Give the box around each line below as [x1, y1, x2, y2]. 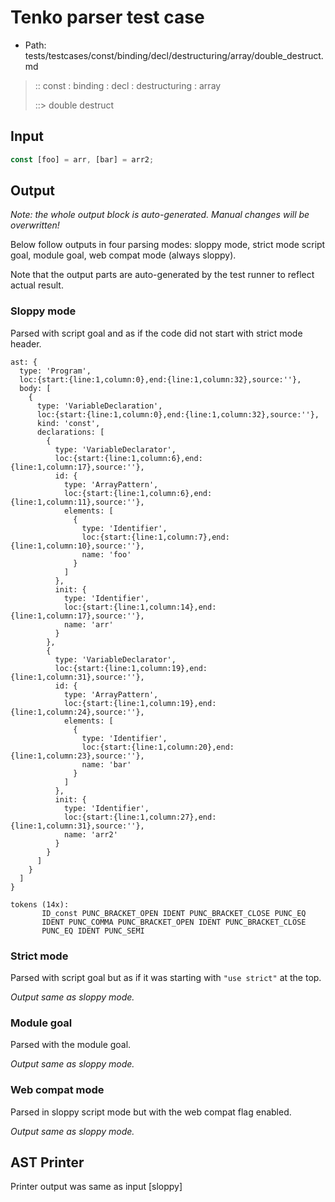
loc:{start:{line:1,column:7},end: [81, 532, 230, 542]
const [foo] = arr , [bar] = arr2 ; [10, 154, 155, 165]
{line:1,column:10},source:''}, [10, 541, 145, 551]
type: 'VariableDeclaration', [36, 401, 163, 411]
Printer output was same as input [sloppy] [10, 1181, 183, 1193]
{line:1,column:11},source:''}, [10, 497, 145, 507]
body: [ [19, 383, 52, 393]
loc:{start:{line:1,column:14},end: [63, 602, 217, 612]
